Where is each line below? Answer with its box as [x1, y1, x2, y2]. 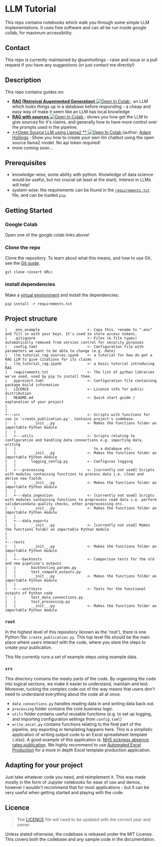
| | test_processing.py [5, 599, 70, 604]
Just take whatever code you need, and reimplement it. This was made [5, 774, 146, 780]
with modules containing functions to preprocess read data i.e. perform [5, 497, 157, 502]
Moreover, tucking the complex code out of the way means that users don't [5, 686, 155, 692]
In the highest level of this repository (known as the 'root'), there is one [5, 629, 147, 635]
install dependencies [5, 281, 56, 288]
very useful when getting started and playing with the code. [5, 789, 124, 795]
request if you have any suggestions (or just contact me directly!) [5, 62, 135, 68]
